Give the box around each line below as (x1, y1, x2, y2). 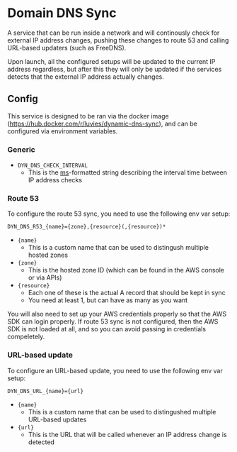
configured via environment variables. (7, 126, 118, 136)
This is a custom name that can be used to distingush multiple (28, 243, 209, 252)
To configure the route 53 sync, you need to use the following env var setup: (7, 209, 231, 218)
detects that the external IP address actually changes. (7, 72, 164, 81)
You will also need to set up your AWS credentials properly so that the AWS (7, 310, 227, 319)
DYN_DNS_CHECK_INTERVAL (17, 162, 88, 170)
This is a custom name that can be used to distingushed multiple (28, 407, 216, 416)
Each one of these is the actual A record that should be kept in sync (28, 289, 226, 297)
